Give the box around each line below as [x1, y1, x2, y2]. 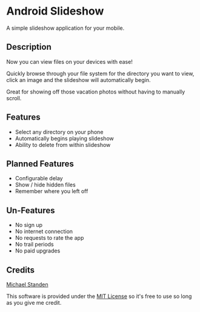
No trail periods [15, 241, 54, 248]
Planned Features [6, 158, 75, 169]
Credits [6, 265, 35, 275]
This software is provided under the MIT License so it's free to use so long [6, 293, 192, 300]
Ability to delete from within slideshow [15, 141, 111, 148]
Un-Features [6, 205, 55, 215]
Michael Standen [6, 281, 48, 288]
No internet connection [15, 228, 73, 235]
